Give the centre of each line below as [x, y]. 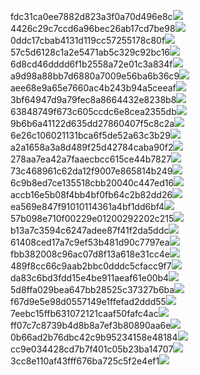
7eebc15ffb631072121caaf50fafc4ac [84, 313]
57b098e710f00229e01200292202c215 [92, 218]
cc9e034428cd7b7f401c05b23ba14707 [92, 349]
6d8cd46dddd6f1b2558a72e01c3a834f [91, 64]
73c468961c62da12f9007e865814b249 [91, 171]
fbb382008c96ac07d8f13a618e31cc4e [90, 254]
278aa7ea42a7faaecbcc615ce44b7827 [91, 159]
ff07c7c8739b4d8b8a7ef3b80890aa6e [91, 325]
